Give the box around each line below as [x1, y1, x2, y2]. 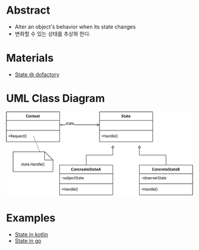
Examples [6, 211, 56, 225]
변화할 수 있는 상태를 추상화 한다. [14, 30, 91, 37]
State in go [14, 237, 41, 244]
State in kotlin [14, 230, 49, 238]
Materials [6, 52, 54, 65]
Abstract [6, 4, 50, 17]
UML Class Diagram [6, 92, 105, 105]
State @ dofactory [14, 70, 60, 78]
